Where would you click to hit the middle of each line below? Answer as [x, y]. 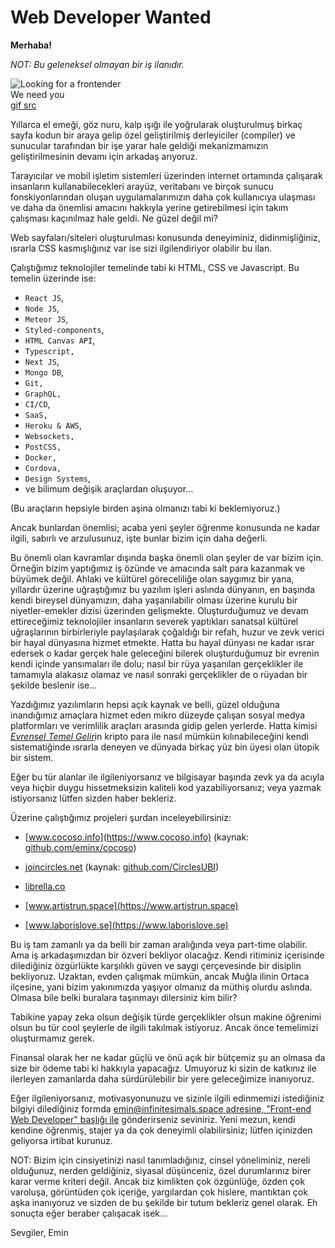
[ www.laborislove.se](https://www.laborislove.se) [126, 925]
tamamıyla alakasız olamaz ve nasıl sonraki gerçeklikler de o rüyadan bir [159, 674]
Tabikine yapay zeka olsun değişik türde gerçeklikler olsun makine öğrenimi [166, 1017]
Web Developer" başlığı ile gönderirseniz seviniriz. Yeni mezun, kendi [153, 1119]
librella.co [45, 886]
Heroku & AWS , [53, 425]
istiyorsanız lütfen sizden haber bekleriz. [93, 798]
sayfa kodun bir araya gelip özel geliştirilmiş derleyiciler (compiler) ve [153, 135]
